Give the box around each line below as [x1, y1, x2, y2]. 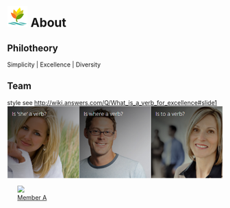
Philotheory [7, 42, 58, 54]
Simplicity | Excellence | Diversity [7, 60, 101, 69]
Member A [16, 193, 47, 201]
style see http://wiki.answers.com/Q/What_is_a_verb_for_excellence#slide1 [7, 98, 218, 106]
